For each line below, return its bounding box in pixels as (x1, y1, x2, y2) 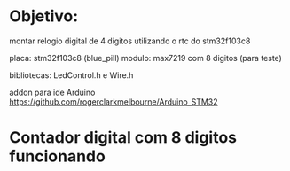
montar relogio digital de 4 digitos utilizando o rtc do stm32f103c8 (9, 35, 251, 46)
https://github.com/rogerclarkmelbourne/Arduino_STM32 (9, 96, 219, 107)
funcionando (9, 146, 106, 167)
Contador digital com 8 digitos (9, 128, 238, 148)
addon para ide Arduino (9, 87, 96, 97)
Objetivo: (9, 6, 79, 27)
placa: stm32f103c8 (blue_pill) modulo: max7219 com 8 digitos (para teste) (9, 52, 282, 63)
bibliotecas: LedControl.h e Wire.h (9, 69, 134, 81)
